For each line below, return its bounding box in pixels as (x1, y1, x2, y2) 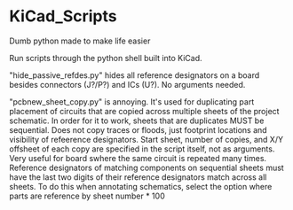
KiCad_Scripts (9, 6, 117, 27)
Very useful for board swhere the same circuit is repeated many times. (9, 152, 267, 163)
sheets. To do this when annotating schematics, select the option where (9, 181, 273, 191)
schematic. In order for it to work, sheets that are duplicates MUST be (9, 115, 265, 126)
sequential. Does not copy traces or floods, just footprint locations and (9, 124, 268, 135)
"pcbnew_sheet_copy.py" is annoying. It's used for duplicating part (9, 96, 255, 107)
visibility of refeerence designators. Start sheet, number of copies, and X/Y (9, 134, 284, 144)
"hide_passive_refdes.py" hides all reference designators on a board (9, 69, 260, 81)
